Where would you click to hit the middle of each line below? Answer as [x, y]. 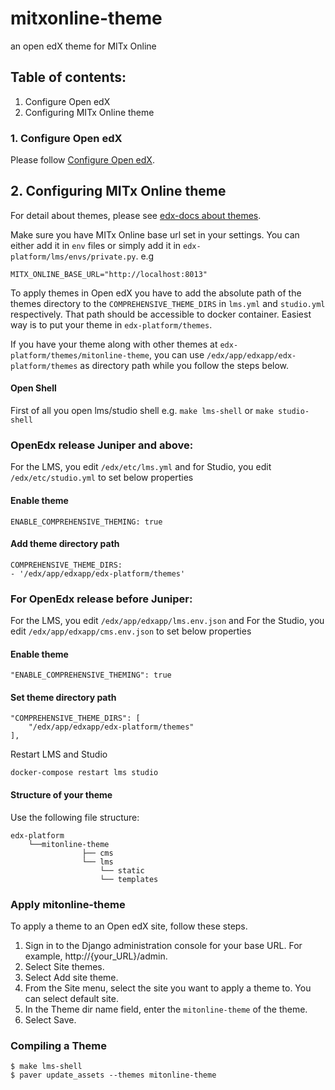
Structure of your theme [61, 795]
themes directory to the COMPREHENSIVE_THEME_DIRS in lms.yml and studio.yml [168, 303]
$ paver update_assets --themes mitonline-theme [113, 1075]
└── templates [129, 879]
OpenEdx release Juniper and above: [102, 445]
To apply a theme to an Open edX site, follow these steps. [129, 926]
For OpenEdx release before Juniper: [101, 599]
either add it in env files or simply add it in [96, 245]
